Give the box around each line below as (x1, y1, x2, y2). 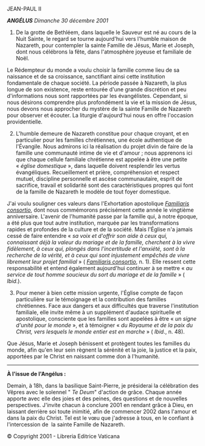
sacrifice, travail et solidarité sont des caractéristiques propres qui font (15, 182, 193, 189)
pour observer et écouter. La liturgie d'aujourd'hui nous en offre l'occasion (7, 112, 194, 119)
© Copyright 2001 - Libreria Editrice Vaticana (7, 433, 120, 440)
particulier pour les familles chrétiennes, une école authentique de (15, 136, 182, 144)
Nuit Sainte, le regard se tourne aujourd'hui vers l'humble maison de (15, 35, 187, 42)
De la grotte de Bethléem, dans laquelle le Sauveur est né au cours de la (15, 29, 196, 36)
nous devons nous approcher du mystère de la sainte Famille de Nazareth (7, 105, 192, 112)
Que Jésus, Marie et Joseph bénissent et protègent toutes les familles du (7, 340, 190, 347)
